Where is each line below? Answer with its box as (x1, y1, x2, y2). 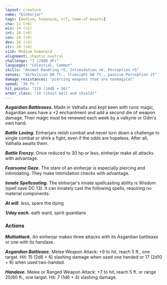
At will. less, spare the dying (5, 200, 64, 206)
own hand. (5, 120, 27, 126)
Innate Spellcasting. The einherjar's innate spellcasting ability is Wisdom (5, 180, 156, 186)
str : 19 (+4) (5, 44, 32, 49)
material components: (5, 190, 50, 197)
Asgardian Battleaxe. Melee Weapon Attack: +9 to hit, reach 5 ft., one (5, 249, 151, 255)
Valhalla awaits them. (5, 141, 49, 146)
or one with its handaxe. (5, 239, 55, 245)
